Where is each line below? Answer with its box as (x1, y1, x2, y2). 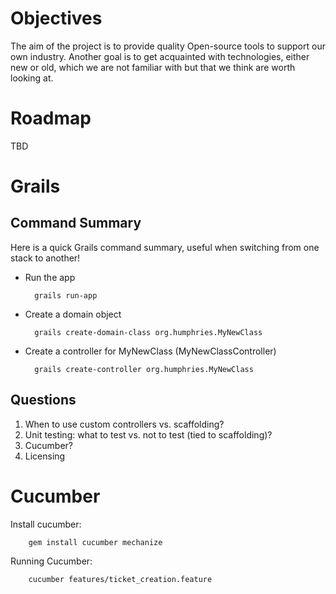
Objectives (10, 7, 103, 30)
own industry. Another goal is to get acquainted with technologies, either (10, 50, 310, 62)
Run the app (24, 271, 76, 283)
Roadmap (10, 107, 92, 130)
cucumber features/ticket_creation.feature (28, 574, 213, 584)
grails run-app (34, 290, 98, 301)
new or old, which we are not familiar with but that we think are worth (10, 61, 296, 73)
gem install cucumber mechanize (28, 537, 163, 547)
